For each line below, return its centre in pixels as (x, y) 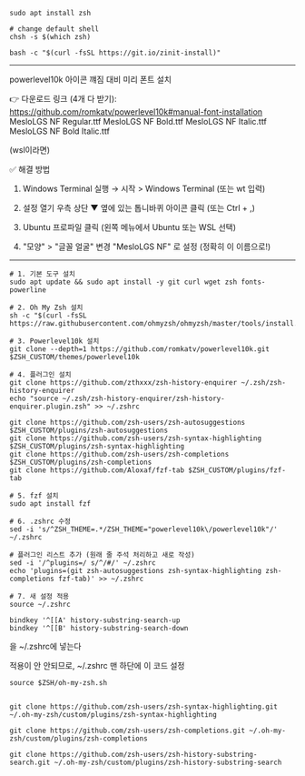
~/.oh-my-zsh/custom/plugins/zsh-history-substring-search (168, 762)
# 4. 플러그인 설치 (40, 375)
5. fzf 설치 (38, 496)
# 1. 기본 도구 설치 (42, 274)
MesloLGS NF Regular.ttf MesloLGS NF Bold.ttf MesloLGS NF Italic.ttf (138, 121)
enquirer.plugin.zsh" (50, 407)
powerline (28, 290)
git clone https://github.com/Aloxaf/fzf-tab (97, 470)
